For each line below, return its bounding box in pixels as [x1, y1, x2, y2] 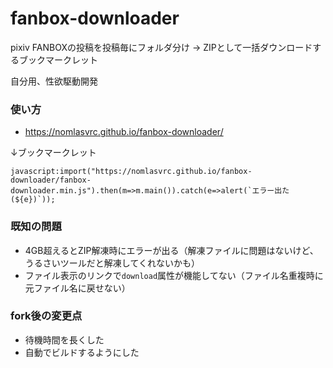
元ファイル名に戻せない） [24, 282, 131, 294]
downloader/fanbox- [10, 175, 92, 186]
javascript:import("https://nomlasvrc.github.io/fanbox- [10, 167, 253, 177]
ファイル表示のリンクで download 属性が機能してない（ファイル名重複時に [24, 269, 324, 281]
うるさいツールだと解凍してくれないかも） [24, 257, 200, 269]
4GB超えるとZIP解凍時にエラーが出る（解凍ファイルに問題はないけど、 [24, 244, 319, 256]
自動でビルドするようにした [24, 346, 140, 358]
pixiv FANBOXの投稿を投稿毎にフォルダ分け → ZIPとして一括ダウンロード [10, 41, 313, 53]
